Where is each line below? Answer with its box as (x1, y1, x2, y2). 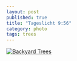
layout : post (6, 8, 39, 15)
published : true (6, 14, 47, 21)
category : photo (6, 25, 47, 32)
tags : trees (6, 31, 36, 37)
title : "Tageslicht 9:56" (6, 20, 72, 26)
